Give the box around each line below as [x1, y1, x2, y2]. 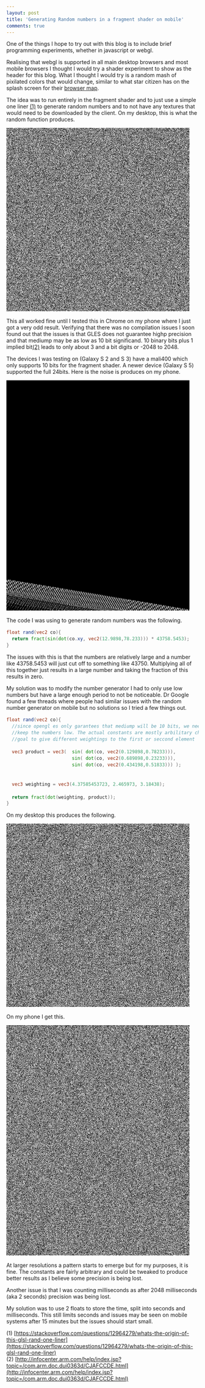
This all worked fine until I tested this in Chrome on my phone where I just [6, 318, 191, 325]
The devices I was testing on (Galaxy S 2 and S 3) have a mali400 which [6, 355, 188, 363]
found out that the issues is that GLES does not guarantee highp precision [6, 331, 192, 338]
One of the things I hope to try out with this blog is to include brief [6, 40, 172, 48]
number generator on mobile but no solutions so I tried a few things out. [6, 704, 187, 711]
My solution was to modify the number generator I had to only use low [6, 685, 183, 692]
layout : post [6, 10, 40, 16]
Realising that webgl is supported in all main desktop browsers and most [6, 59, 189, 66]
